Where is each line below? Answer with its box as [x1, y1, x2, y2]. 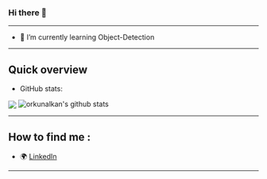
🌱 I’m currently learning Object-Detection [19, 32, 155, 42]
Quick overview [8, 63, 88, 76]
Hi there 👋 [8, 7, 48, 18]
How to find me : [8, 130, 91, 143]
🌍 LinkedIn [19, 152, 57, 162]
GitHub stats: [19, 84, 64, 93]
